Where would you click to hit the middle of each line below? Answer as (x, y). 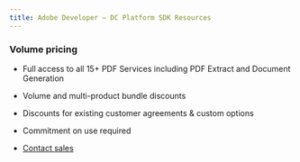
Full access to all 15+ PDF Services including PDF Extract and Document (156, 68)
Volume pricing (44, 49)
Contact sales (48, 148)
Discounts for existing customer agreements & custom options (138, 112)
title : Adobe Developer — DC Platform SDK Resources (110, 18)
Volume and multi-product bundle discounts (104, 95)
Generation (43, 78)
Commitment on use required (77, 130)
